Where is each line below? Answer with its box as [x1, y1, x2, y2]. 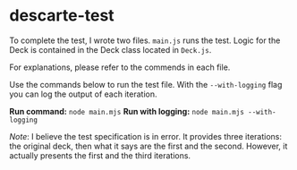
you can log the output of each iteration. [9, 89, 157, 99]
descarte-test [9, 5, 115, 26]
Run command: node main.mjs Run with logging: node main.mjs [9, 106, 244, 116]
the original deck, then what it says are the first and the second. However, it [9, 140, 288, 151]
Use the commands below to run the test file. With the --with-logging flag [9, 79, 283, 89]
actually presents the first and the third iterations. [9, 149, 191, 161]
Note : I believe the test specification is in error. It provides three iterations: [9, 131, 283, 141]
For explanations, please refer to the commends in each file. [9, 62, 231, 72]
